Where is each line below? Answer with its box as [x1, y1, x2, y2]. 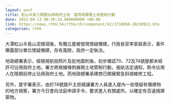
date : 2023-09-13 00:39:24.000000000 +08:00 [5, 17, 101, 22]
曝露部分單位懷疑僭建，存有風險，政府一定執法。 [5, 47, 107, 53]
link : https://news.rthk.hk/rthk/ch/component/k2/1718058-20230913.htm [5, 21, 159, 27]
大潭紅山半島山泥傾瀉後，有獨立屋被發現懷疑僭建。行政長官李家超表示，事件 [5, 41, 165, 47]
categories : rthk [5, 26, 42, 31]
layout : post [5, 7, 33, 13]
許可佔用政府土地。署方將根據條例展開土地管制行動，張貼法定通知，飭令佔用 [5, 64, 165, 71]
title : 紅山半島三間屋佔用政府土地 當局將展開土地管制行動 [5, 12, 115, 17]
